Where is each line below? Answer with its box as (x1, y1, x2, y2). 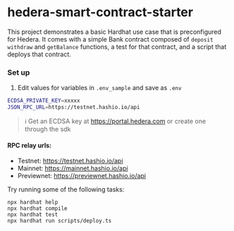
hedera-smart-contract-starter (7, 4, 194, 20)
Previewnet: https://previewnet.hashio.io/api (17, 172, 147, 180)
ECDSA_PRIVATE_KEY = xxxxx (7, 97, 80, 104)
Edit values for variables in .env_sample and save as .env (17, 84, 182, 92)
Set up (7, 68, 30, 77)
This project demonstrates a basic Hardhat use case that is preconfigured (7, 27, 222, 36)
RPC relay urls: (7, 141, 52, 149)
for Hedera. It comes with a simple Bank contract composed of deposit (7, 35, 214, 43)
